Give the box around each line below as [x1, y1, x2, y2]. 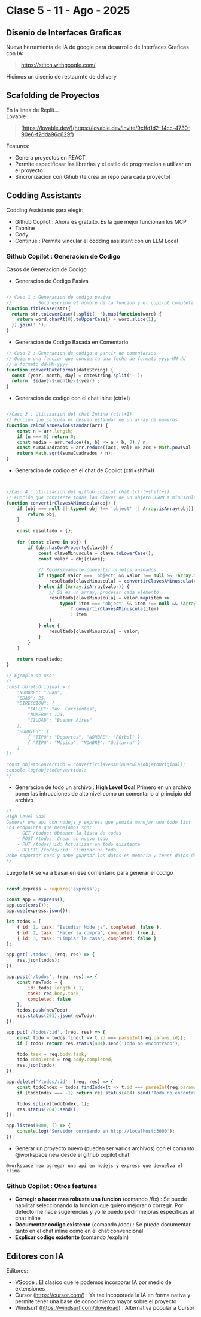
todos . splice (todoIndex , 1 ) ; [17, 1100, 90, 1107]
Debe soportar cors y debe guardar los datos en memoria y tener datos [6, 853, 188, 859]
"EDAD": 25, [17, 695, 47, 701]
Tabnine [14, 224, 35, 232]
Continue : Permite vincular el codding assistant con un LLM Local [14, 237, 178, 244]
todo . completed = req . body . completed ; [17, 1057, 114, 1063]
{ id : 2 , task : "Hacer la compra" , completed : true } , [17, 929, 157, 936]
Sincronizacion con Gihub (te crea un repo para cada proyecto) [14, 173, 171, 180]
